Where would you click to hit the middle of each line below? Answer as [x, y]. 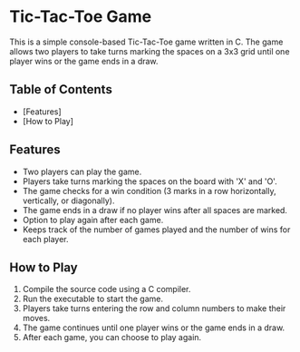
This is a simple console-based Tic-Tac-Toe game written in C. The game [146, 42]
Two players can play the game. [82, 171]
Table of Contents [61, 89]
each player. [45, 239]
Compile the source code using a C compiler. [106, 289]
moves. [36, 318]
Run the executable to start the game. [92, 299]
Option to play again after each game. [93, 220]
